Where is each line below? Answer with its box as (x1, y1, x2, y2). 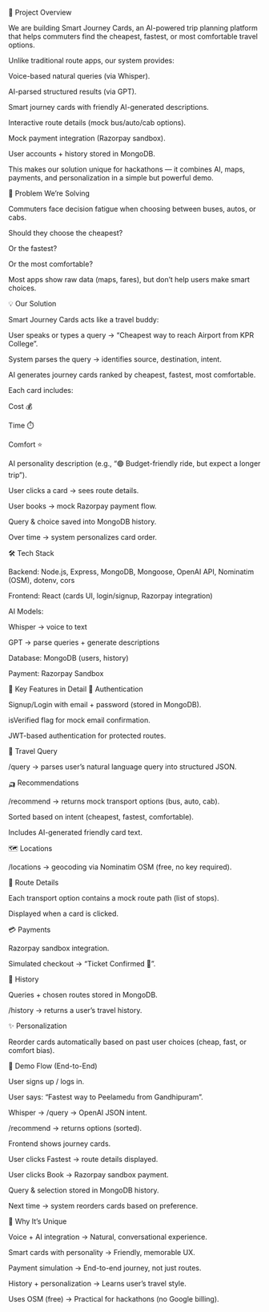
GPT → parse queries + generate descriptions (8, 638, 160, 647)
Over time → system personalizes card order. (8, 532, 158, 541)
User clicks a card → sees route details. (8, 486, 139, 495)
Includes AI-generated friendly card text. (8, 828, 143, 837)
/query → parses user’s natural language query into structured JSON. (8, 762, 238, 771)
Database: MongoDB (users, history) (8, 654, 129, 662)
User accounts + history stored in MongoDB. (8, 149, 156, 158)
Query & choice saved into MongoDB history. (8, 517, 157, 526)
